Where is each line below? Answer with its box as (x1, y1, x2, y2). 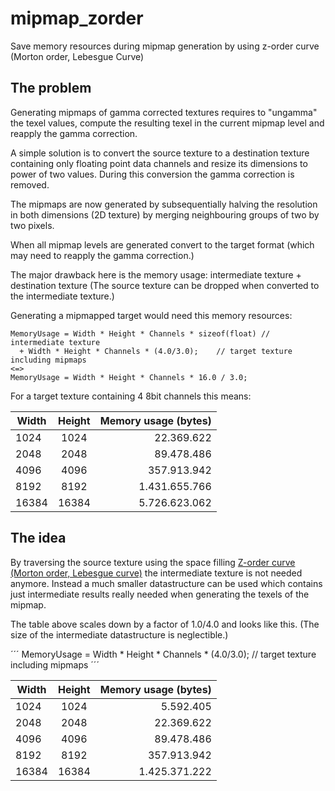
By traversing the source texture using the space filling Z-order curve (10, 556, 296, 568)
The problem (10, 80, 92, 97)
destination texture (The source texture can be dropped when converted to (10, 279, 320, 291)
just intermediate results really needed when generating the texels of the (10, 588, 310, 600)
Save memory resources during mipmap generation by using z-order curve (10, 40, 320, 52)
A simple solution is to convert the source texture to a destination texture (10, 147, 310, 159)
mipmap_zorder (10, 7, 144, 30)
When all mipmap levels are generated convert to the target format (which (10, 238, 315, 251)
